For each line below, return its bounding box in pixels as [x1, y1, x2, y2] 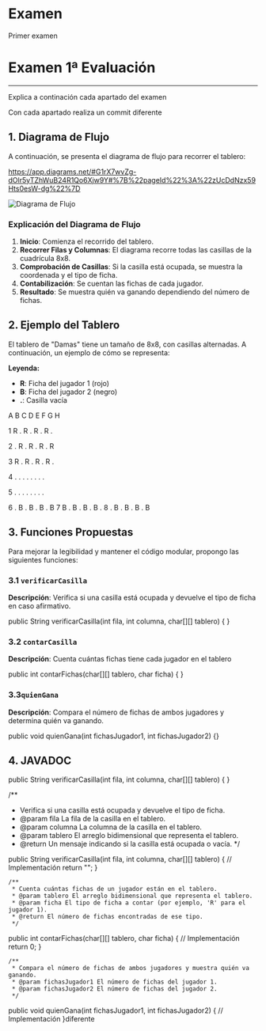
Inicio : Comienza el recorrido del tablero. [19, 237, 154, 246]
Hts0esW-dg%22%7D [8, 184, 81, 193]
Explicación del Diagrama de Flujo [8, 218, 141, 229]
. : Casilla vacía [19, 395, 67, 404]
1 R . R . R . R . [8, 426, 53, 435]
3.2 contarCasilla [8, 636, 78, 647]
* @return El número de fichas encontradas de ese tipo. [11, 913, 203, 921]
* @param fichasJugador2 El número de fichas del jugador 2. [11, 985, 218, 993]
